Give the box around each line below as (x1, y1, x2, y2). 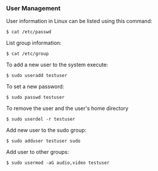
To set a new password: (6, 83, 65, 90)
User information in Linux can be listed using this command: (6, 18, 153, 25)
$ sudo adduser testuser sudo (6, 138, 81, 144)
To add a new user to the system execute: (6, 61, 108, 69)
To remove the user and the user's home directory (6, 105, 129, 112)
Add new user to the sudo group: (6, 127, 87, 134)
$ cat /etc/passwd (6, 29, 51, 35)
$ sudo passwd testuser (6, 95, 65, 101)
